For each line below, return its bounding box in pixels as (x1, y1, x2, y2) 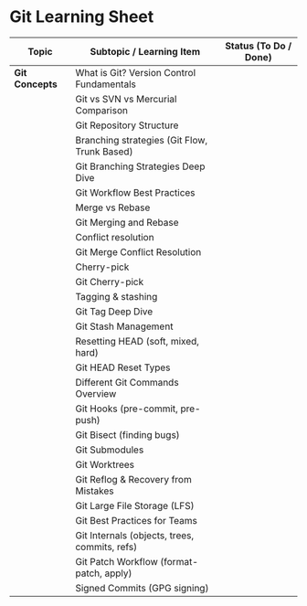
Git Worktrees (75, 458, 135, 471)
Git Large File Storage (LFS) (75, 499, 195, 512)
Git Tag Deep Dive (75, 304, 153, 317)
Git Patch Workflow (75, 555, 158, 568)
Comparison (75, 103, 128, 116)
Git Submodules (75, 443, 144, 456)
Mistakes (75, 484, 114, 497)
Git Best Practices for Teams (75, 514, 198, 526)
